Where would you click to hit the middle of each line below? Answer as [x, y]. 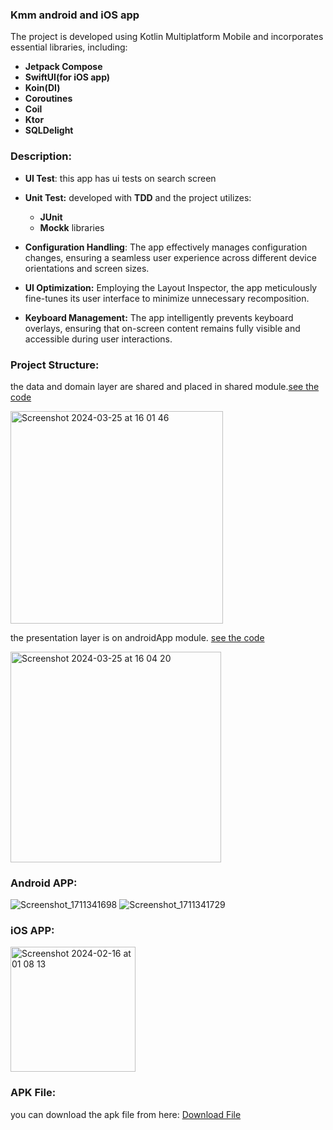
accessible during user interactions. [98, 339]
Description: [41, 156]
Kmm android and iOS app [75, 15]
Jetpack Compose [63, 67]
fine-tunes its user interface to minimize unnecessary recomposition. [167, 298]
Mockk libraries [72, 227]
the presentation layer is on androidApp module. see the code [137, 637]
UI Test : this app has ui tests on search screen [120, 178]
